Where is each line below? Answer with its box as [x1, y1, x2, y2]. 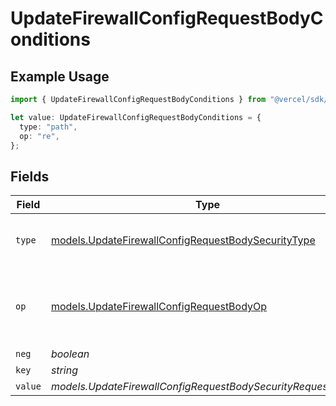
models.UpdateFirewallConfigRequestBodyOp [50, 300, 268, 314]
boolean [50, 347, 90, 361]
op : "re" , [19, 131, 60, 141]
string [50, 363, 78, 377]
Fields [10, 168, 50, 185]
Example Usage [10, 68, 110, 85]
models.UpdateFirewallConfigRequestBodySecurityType [50, 233, 316, 247]
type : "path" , [19, 122, 78, 132]
